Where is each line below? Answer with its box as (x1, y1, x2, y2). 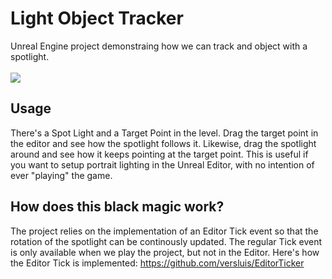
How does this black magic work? (10, 198, 225, 216)
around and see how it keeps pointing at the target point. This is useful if (10, 148, 309, 160)
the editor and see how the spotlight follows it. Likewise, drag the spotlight (10, 137, 317, 149)
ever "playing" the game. (10, 169, 113, 181)
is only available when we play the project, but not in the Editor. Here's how (10, 246, 320, 258)
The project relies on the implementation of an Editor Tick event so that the (10, 225, 319, 237)
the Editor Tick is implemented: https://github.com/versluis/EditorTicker (10, 257, 305, 269)
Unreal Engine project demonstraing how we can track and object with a (10, 40, 308, 52)
